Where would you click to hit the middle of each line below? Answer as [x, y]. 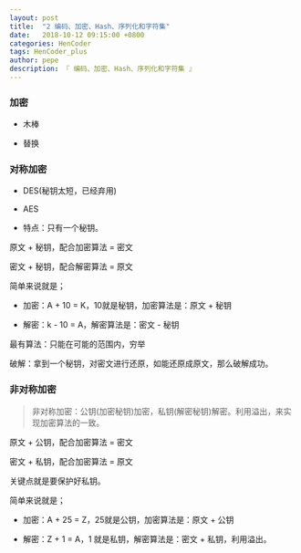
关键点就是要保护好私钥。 [57, 481]
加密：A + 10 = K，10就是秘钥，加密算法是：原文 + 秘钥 [127, 306]
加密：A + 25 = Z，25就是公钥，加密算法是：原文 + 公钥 [128, 519]
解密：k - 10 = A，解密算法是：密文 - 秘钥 [101, 325]
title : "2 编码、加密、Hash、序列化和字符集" [90, 26]
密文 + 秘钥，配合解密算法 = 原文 [72, 266]
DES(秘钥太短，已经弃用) [69, 191]
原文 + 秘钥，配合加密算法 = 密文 [72, 247]
